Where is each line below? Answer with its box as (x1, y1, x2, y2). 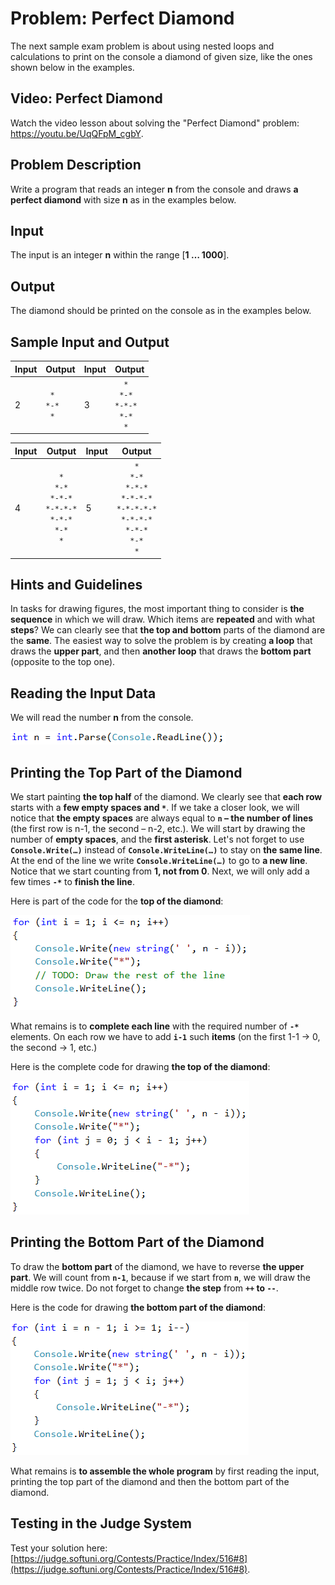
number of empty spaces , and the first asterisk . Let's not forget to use (10, 833, 305, 845)
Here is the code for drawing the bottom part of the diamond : (10, 1301, 266, 1313)
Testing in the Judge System (10, 1515, 193, 1532)
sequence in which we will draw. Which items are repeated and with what (10, 613, 316, 626)
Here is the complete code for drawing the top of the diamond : (10, 1060, 271, 1072)
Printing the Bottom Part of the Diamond (10, 1234, 265, 1251)
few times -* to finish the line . (10, 875, 135, 887)
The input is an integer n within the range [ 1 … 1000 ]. (10, 249, 230, 261)
